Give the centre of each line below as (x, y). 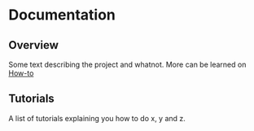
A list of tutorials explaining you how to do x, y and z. (97, 118)
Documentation (62, 15)
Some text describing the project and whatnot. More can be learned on (127, 64)
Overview (34, 45)
